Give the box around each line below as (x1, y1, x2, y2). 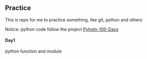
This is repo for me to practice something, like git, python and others (5, 17, 143, 22)
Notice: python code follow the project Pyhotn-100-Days (5, 26, 119, 32)
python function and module (5, 48, 62, 54)
